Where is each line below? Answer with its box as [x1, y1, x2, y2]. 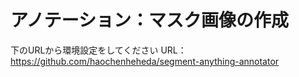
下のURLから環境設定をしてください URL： [10, 44, 187, 56]
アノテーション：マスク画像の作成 [10, 9, 289, 32]
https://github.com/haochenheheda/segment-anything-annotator [10, 55, 280, 67]
